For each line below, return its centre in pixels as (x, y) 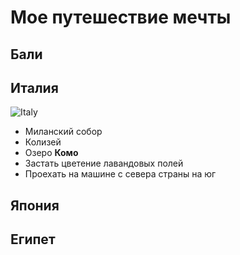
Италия (34, 87)
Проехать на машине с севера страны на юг (120, 174)
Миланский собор (63, 132)
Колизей (43, 142)
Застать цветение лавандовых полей (104, 163)
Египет (33, 239)
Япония (35, 205)
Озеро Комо (51, 153)
